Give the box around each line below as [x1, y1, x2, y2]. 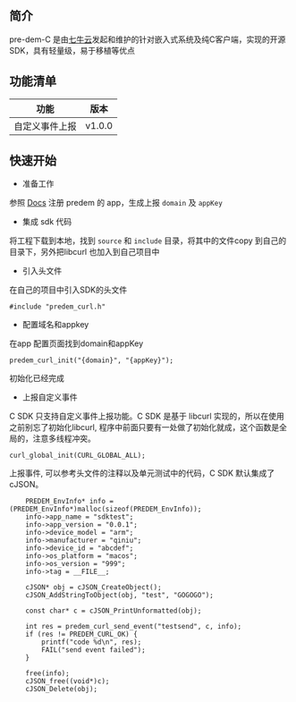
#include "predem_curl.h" [9, 302, 106, 311]
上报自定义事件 [21, 392, 78, 402]
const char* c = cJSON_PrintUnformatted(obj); [25, 606, 202, 615]
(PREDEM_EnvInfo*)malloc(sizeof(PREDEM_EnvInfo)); [9, 504, 202, 514]
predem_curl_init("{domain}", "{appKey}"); [9, 356, 174, 365]
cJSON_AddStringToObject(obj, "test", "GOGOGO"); [25, 591, 215, 600]
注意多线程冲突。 [32, 433, 96, 444]
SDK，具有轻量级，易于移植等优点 [9, 45, 136, 55]
